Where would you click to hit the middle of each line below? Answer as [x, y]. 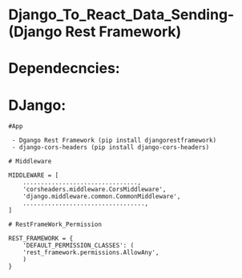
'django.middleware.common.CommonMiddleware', [102, 197]
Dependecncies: [64, 68]
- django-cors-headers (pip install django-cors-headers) [111, 147]
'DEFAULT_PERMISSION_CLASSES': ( [79, 246]
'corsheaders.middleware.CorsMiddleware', [95, 190]
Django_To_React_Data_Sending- [121, 15]
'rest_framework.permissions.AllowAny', [91, 253]
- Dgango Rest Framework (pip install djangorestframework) [114, 141]
